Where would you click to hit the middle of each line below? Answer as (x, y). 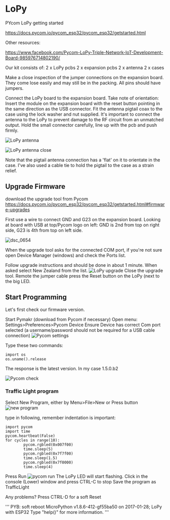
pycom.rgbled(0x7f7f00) (48, 454)
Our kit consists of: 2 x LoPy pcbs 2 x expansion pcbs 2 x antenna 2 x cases (85, 67)
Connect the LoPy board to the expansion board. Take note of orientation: (82, 98)
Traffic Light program (32, 391)
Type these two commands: (34, 345)
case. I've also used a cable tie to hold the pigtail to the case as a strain (80, 165)
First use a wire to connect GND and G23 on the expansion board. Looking (83, 219)
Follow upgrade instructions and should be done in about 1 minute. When (81, 265)
